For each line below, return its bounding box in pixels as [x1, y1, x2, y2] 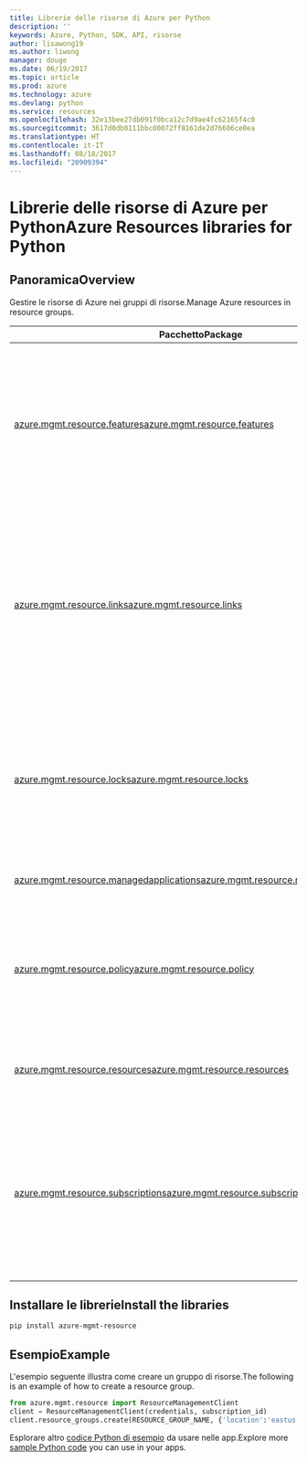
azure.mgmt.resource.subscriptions [14, 1186, 167, 1199]
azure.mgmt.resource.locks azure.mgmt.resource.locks [14, 773, 249, 786]
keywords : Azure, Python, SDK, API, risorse [9, 30, 182, 39]
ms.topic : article [9, 73, 79, 82]
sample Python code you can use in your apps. [9, 1441, 186, 1453]
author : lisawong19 [9, 38, 84, 48]
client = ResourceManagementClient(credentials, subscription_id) [9, 1406, 268, 1416]
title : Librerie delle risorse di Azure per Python [9, 13, 210, 23]
